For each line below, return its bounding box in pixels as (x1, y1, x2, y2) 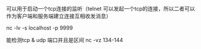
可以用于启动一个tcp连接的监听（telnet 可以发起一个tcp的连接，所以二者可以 (6, 5, 195, 12)
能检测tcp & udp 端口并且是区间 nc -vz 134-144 (6, 37, 123, 43)
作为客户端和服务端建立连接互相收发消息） (6, 12, 112, 19)
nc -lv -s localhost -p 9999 (6, 24, 73, 31)
